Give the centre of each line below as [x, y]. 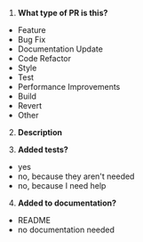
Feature [32, 30]
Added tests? [43, 149]
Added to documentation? [67, 203]
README [34, 220]
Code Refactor [44, 58]
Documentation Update [60, 49]
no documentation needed [66, 230]
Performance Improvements [69, 87]
